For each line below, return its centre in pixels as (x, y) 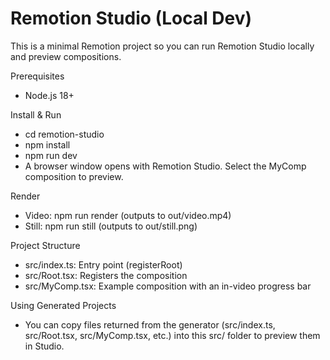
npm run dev (51, 155)
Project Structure (45, 245)
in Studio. (44, 346)
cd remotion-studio (64, 134)
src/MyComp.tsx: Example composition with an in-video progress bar (168, 286)
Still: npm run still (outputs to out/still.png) (111, 226)
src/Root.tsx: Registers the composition (106, 275)
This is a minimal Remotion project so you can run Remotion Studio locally (162, 46)
